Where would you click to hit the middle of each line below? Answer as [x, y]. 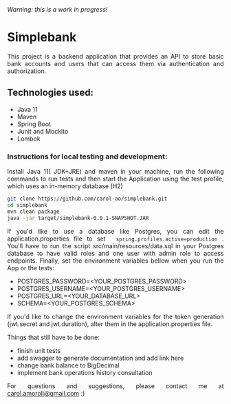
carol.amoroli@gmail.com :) [46, 393]
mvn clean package [33, 212]
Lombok [29, 139]
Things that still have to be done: [53, 337]
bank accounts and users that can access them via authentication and [115, 63]
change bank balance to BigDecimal [68, 365]
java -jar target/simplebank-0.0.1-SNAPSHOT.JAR [78, 218]
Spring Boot [34, 124]
